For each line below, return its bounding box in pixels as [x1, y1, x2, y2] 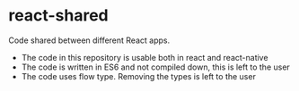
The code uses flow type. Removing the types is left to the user [21, 70, 257, 81]
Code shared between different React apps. [8, 35, 171, 45]
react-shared [8, 5, 109, 26]
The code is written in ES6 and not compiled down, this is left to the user [21, 62, 291, 72]
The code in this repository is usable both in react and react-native [21, 52, 268, 62]
